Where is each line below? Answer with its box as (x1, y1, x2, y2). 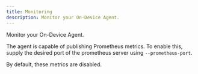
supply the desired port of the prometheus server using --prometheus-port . (6, 49, 193, 56)
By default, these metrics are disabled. (6, 61, 102, 68)
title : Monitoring (6, 8, 52, 15)
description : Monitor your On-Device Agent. (6, 14, 120, 20)
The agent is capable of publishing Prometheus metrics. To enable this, (6, 43, 183, 50)
